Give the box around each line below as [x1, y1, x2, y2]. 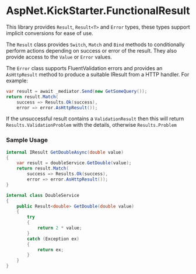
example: [6, 77, 28, 84]
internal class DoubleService [6, 192, 80, 198]
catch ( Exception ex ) [27, 235, 80, 242]
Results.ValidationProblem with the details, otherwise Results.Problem [6, 122, 177, 129]
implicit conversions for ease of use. [6, 29, 93, 36]
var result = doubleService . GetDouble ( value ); [16, 160, 132, 166]
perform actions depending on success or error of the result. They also [6, 47, 177, 54]
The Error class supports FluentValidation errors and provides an [6, 64, 163, 71]
